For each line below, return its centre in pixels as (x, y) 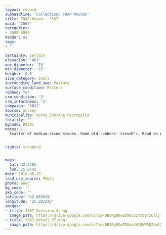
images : (13, 206)
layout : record (21, 10)
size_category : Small (27, 79)
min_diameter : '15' (25, 69)
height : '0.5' (20, 74)
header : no (16, 38)
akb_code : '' (19, 192)
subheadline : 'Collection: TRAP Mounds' (47, 14)
